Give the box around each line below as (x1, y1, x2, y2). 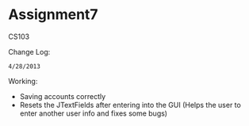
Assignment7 (8, 6, 98, 24)
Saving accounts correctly (19, 91, 106, 101)
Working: (8, 76, 38, 86)
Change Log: (8, 47, 51, 56)
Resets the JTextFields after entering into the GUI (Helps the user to (19, 100, 242, 109)
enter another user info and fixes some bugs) (19, 109, 168, 118)
